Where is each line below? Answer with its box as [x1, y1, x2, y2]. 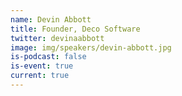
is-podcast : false [10, 52, 87, 62]
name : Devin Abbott [10, 14, 92, 25]
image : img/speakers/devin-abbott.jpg [10, 42, 172, 53]
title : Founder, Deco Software [10, 24, 141, 34]
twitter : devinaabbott [10, 33, 105, 43]
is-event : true [10, 61, 74, 71]
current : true [10, 71, 70, 81]
